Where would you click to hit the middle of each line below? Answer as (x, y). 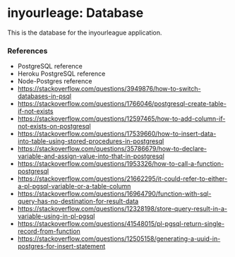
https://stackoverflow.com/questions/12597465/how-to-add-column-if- (121, 119)
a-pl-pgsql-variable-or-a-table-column (74, 186)
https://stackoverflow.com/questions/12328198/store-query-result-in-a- (122, 209)
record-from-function (49, 232)
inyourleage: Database (76, 13)
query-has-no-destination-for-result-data (78, 201)
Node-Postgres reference (55, 81)
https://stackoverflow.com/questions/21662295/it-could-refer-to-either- (122, 179)
